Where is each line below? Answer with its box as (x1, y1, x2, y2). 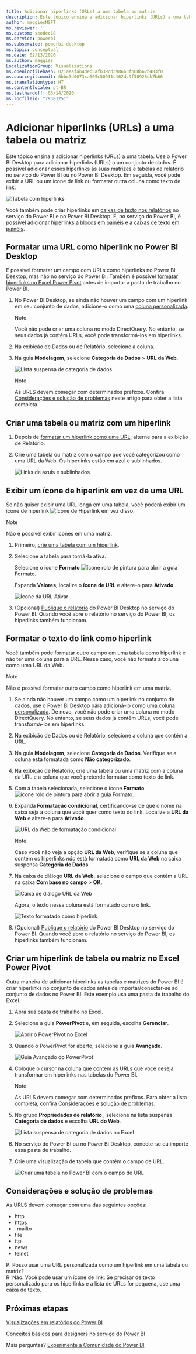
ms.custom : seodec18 (6, 30, 57, 36)
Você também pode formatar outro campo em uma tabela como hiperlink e (6, 649, 185, 656)
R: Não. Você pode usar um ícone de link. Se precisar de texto (6, 1274, 156, 1281)
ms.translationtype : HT (6, 80, 64, 85)
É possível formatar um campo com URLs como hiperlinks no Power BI (6, 267, 176, 274)
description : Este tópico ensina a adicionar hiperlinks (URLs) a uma (6, 14, 181, 20)
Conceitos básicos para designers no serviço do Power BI (6, 1330, 146, 1338)
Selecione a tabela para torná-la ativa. (14, 553, 107, 560)
